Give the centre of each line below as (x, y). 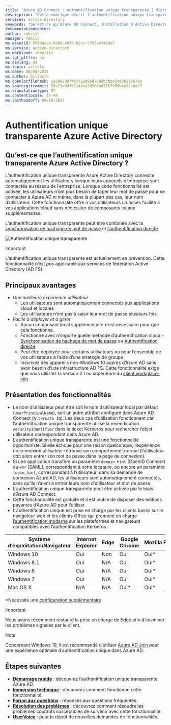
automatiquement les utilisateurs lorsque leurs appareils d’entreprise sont (82, 181)
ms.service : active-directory (37, 48)
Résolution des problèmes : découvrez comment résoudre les (78, 706)
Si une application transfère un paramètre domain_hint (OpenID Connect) (89, 461)
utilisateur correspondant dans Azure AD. (56, 434)
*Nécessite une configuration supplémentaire (53, 600)
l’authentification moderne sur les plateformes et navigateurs (77, 521)
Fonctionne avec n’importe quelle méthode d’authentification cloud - (92, 335)
